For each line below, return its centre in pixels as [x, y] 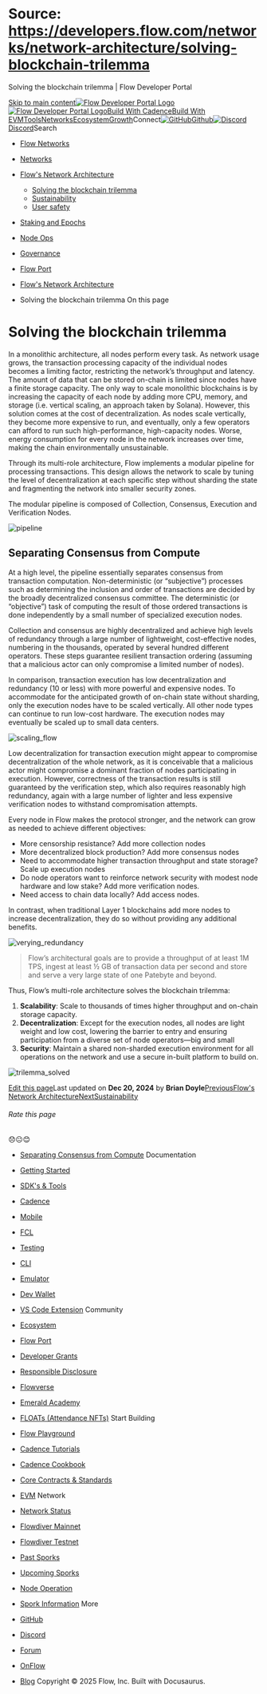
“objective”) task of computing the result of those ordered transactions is [128, 606]
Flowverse [37, 1386]
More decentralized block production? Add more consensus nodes [130, 852]
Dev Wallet [37, 1294]
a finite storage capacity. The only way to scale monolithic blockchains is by [133, 388]
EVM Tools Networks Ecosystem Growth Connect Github [111, 119]
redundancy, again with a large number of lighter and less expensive [120, 795]
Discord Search [33, 128]
